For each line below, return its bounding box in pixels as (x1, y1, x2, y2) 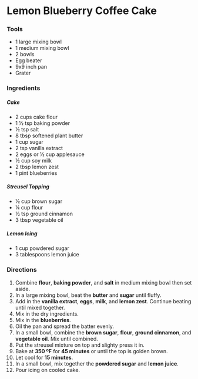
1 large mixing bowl (15, 38, 62, 45)
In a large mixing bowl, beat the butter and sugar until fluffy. (15, 292, 162, 299)
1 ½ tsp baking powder (15, 120, 70, 127)
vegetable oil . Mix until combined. (15, 335, 99, 342)
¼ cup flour (15, 204, 43, 211)
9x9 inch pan (15, 63, 48, 70)
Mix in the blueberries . (15, 316, 71, 323)
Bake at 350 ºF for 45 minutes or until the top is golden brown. (15, 347, 168, 354)
